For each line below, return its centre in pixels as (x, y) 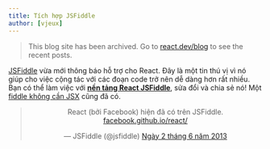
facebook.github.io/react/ (145, 120)
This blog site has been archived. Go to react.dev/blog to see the (135, 46)
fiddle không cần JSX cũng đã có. (64, 96)
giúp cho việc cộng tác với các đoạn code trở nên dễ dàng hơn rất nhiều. (129, 79)
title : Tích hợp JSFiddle (52, 16)
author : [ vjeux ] (35, 23)
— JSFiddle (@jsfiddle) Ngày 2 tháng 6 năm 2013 (145, 136)
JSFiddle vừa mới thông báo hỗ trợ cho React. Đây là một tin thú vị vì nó (127, 70)
